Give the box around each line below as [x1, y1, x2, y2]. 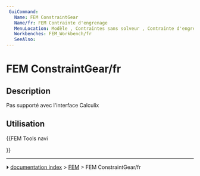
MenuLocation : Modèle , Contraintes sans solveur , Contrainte [14, 25, 174, 32]
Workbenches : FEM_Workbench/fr [14, 31, 92, 37]
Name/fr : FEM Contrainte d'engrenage [14, 20, 108, 26]
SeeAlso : [14, 36, 36, 42]
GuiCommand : [8, 8, 39, 15]
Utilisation [6, 119, 45, 129]
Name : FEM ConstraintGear [14, 14, 79, 20]
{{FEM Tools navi [6, 135, 48, 142]
